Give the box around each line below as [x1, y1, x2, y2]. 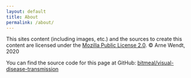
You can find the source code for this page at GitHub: [6, 59, 137, 66]
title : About [6, 14, 38, 20]
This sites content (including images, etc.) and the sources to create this [6, 36, 182, 43]
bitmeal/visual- [137, 59, 174, 66]
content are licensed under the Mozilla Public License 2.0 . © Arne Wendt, [6, 42, 185, 49]
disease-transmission [6, 66, 59, 73]
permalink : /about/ [6, 19, 54, 25]
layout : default [6, 8, 46, 15]
